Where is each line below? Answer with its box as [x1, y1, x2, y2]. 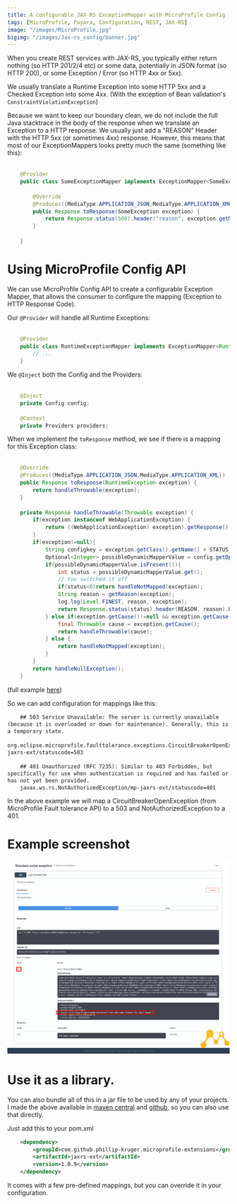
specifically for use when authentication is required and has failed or [7, 770, 229, 777]
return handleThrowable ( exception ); [32, 487, 140, 494]
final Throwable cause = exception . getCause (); [57, 621, 200, 628]
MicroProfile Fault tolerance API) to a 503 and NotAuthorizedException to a [7, 804, 226, 813]
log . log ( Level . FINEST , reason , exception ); [57, 598, 188, 606]
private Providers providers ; [20, 422, 109, 430]
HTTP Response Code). [7, 300, 76, 308]
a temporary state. [7, 727, 65, 735]
